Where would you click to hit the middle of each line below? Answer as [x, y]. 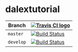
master [16, 34]
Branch [17, 25]
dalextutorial [33, 9]
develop [17, 42]
